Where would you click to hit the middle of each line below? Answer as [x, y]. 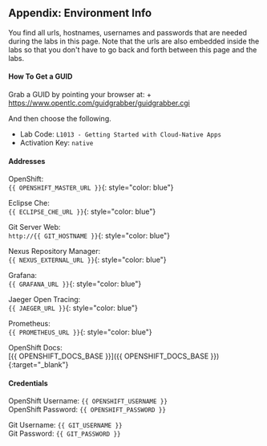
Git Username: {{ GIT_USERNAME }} [65, 425]
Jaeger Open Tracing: [44, 300]
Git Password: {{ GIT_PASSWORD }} [65, 434]
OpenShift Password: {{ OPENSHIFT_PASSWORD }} [87, 410]
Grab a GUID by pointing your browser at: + [80, 95]
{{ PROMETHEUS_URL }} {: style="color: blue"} [80, 332]
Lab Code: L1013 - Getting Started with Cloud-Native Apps [121, 134]
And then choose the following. [60, 119]
